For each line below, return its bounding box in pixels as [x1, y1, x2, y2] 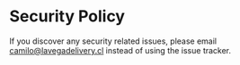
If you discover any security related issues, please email [9, 36, 218, 46]
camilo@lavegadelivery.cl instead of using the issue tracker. [9, 45, 232, 55]
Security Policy [9, 6, 126, 27]
